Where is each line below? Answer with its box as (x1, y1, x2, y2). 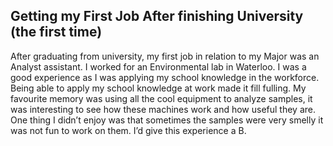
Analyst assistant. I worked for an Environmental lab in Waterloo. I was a (10, 60, 307, 73)
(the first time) (10, 24, 103, 41)
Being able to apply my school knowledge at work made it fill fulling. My (10, 82, 307, 94)
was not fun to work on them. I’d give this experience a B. (10, 124, 247, 136)
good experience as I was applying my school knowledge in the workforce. (10, 71, 320, 83)
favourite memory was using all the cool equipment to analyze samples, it (10, 92, 313, 104)
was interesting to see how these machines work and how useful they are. (10, 103, 317, 115)
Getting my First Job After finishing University (10, 8, 304, 25)
